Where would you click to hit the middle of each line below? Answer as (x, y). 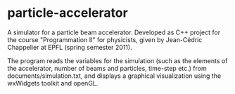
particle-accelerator (68, 13)
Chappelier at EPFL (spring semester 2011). (70, 47)
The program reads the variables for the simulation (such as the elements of (118, 60)
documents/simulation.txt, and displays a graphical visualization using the (114, 76)
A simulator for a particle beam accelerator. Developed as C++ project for (114, 32)
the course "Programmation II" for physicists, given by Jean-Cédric (105, 39)
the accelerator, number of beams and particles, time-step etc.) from (107, 68)
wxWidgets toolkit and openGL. (53, 83)
